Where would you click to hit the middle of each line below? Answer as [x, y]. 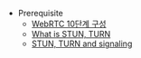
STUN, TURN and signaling [82, 43]
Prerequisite [40, 13]
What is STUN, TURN [71, 34]
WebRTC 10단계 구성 [69, 24]
